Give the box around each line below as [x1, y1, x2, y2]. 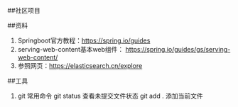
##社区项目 [7, 6, 40, 14]
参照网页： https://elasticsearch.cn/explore [17, 62, 143, 69]
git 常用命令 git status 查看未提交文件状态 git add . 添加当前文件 [17, 91, 204, 100]
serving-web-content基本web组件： [17, 45, 124, 53]
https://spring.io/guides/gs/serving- [125, 45, 231, 53]
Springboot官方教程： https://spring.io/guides [17, 36, 151, 45]
